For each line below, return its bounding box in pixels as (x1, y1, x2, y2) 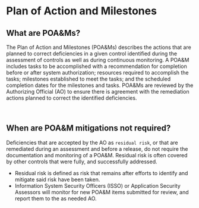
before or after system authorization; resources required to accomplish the (6, 69, 189, 76)
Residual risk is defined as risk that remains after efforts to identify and (14, 169, 188, 176)
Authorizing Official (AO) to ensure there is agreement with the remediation (6, 88, 190, 95)
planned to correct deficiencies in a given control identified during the (6, 50, 177, 57)
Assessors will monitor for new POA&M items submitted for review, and (14, 188, 189, 195)
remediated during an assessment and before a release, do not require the (6, 145, 188, 153)
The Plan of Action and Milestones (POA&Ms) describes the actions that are (6, 44, 191, 51)
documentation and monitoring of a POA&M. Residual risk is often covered (6, 151, 188, 159)
